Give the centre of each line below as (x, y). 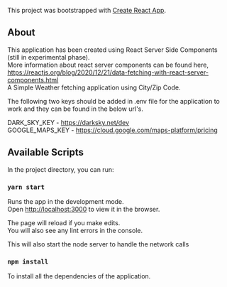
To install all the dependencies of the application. (79, 276)
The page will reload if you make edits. (64, 222)
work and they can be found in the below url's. (76, 109)
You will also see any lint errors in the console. (75, 230)
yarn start (26, 187)
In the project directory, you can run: (61, 169)
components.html (33, 80)
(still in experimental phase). (49, 57)
